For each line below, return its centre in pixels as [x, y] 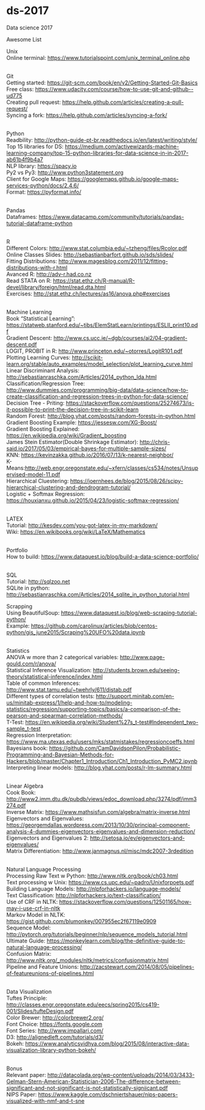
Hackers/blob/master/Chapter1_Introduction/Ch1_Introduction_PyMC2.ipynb [102, 761]
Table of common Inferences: [43, 683]
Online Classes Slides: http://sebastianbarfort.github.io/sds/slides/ [90, 254]
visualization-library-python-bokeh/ [51, 1050]
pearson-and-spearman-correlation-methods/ [65, 716]
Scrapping [19, 606]
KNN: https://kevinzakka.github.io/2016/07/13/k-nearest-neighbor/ [90, 455]
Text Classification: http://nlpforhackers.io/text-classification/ [84, 895]
